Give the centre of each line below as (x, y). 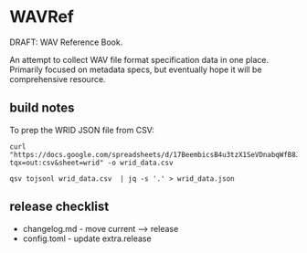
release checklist (59, 207)
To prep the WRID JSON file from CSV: (82, 130)
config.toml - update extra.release (87, 238)
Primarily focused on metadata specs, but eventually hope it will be (136, 69)
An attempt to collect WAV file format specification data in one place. (139, 59)
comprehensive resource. (58, 79)
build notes (42, 108)
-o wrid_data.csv (140, 163)
